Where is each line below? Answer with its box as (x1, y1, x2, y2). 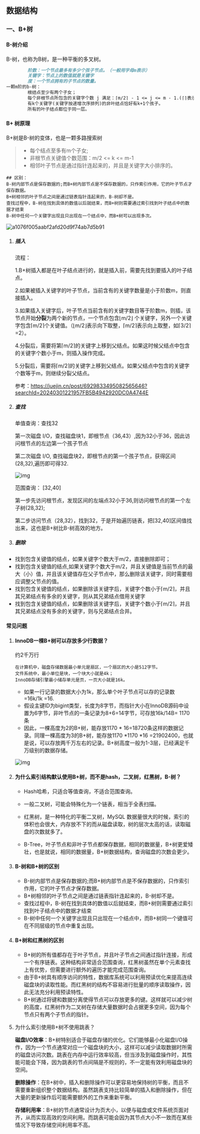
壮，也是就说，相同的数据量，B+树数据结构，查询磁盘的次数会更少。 (23, 848, 193, 855)
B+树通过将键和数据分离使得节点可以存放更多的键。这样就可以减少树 (23, 996, 193, 1003)
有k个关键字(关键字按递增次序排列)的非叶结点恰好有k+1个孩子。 (27, 100, 164, 106)
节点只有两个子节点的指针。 (23, 1011, 92, 1018)
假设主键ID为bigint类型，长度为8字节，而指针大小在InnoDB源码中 (23, 702, 184, 709)
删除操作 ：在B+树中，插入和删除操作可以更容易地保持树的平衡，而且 (14, 1079, 184, 1086)
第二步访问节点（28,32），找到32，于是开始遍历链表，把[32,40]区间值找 (14, 517, 192, 524)
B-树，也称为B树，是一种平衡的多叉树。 (6, 56, 104, 63)
